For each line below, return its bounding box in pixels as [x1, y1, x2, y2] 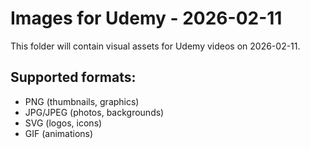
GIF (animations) [24, 127, 94, 139]
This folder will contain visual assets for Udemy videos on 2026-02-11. [10, 40, 301, 52]
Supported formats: [10, 69, 137, 86]
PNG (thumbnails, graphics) [24, 95, 140, 107]
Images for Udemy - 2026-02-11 [10, 7, 283, 30]
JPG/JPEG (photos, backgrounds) [24, 106, 165, 118]
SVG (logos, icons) [24, 117, 103, 129]
